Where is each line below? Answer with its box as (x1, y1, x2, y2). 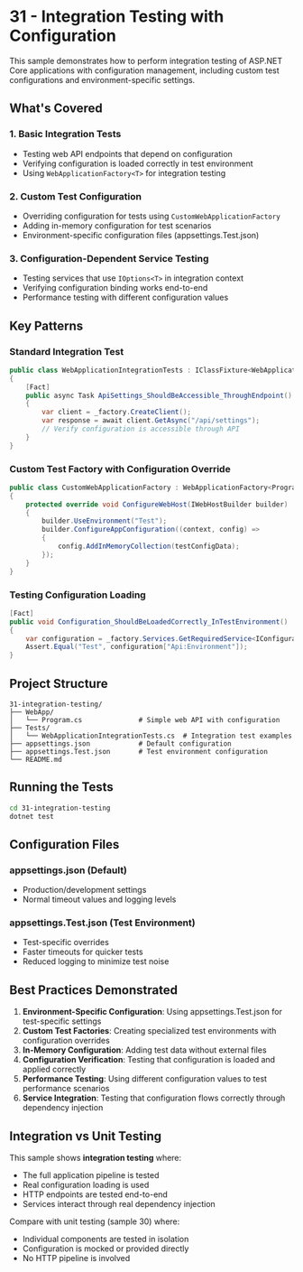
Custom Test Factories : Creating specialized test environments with (22, 1026, 277, 1036)
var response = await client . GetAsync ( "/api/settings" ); (41, 416, 260, 425)
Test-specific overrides (22, 937, 110, 948)
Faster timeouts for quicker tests (22, 946, 143, 958)
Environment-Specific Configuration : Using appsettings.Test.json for (22, 1007, 282, 1017)
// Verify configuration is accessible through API (41, 424, 241, 434)
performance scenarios (22, 1083, 110, 1094)
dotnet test (9, 812, 54, 821)
